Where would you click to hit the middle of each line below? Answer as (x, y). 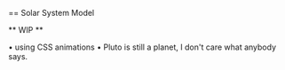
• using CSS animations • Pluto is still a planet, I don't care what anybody (142, 47)
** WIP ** (26, 30)
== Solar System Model (51, 13)
